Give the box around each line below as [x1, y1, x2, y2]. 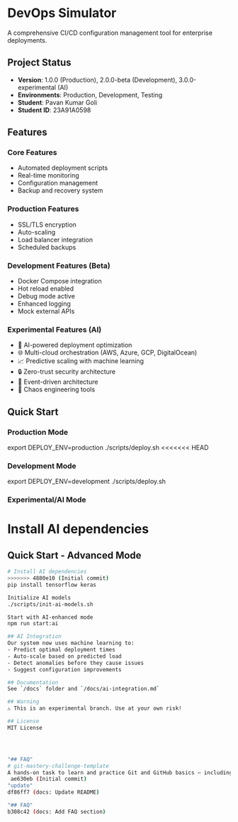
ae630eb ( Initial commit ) [10, 776, 87, 783]
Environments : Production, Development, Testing [17, 90, 163, 99]
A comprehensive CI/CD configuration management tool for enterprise [7, 28, 212, 37]
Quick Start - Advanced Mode [7, 549, 142, 561]
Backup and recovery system [17, 186, 103, 195]
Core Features [7, 148, 57, 158]
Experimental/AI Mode [7, 495, 86, 505]
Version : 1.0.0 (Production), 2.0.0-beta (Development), [17, 75, 178, 84]
